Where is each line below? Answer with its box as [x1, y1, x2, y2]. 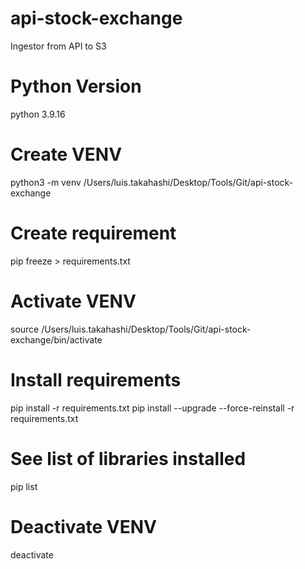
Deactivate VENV [10, 515, 157, 538]
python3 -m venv [10, 176, 82, 188]
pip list [10, 480, 38, 492]
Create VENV [10, 143, 123, 166]
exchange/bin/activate [10, 333, 103, 346]
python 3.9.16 [10, 108, 66, 120]
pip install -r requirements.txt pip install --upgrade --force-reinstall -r [10, 402, 295, 414]
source [10, 323, 40, 335]
